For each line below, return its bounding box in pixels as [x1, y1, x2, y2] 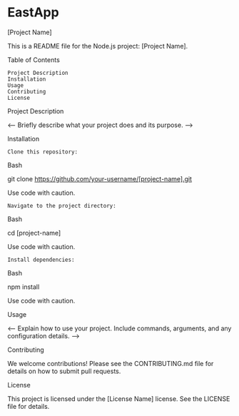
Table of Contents [7, 55, 61, 64]
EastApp [7, 4, 59, 21]
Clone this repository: [7, 148, 78, 156]
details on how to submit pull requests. [7, 367, 121, 375]
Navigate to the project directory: [7, 202, 116, 209]
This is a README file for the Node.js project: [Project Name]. [7, 41, 188, 50]
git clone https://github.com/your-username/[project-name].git [7, 174, 193, 183]
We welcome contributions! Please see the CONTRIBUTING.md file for [7, 359, 214, 367]
